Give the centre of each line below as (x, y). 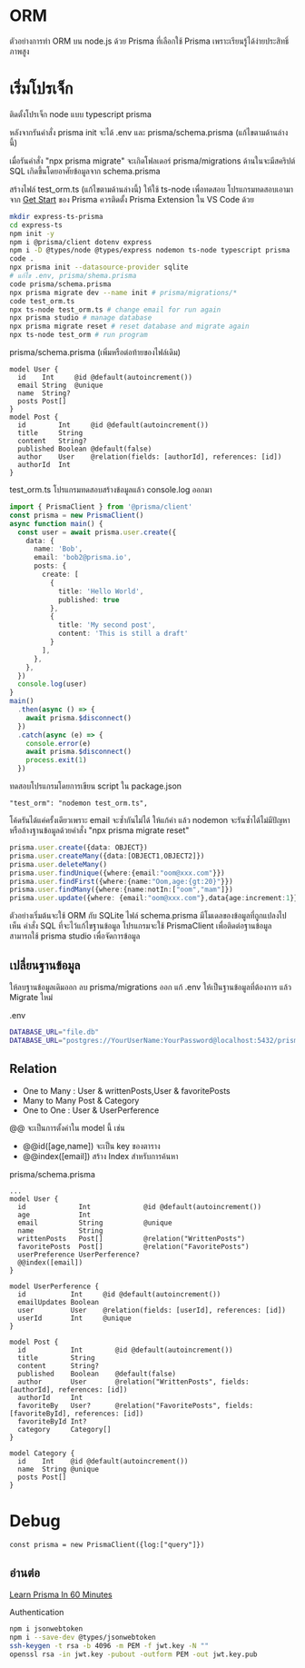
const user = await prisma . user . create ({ (97, 532)
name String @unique (59, 1469)
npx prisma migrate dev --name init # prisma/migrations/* (123, 293)
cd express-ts (36, 225)
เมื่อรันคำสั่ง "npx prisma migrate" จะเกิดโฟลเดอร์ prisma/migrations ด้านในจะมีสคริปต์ (152, 161)
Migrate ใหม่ (31, 997)
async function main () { (56, 523)
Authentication (37, 1613)
